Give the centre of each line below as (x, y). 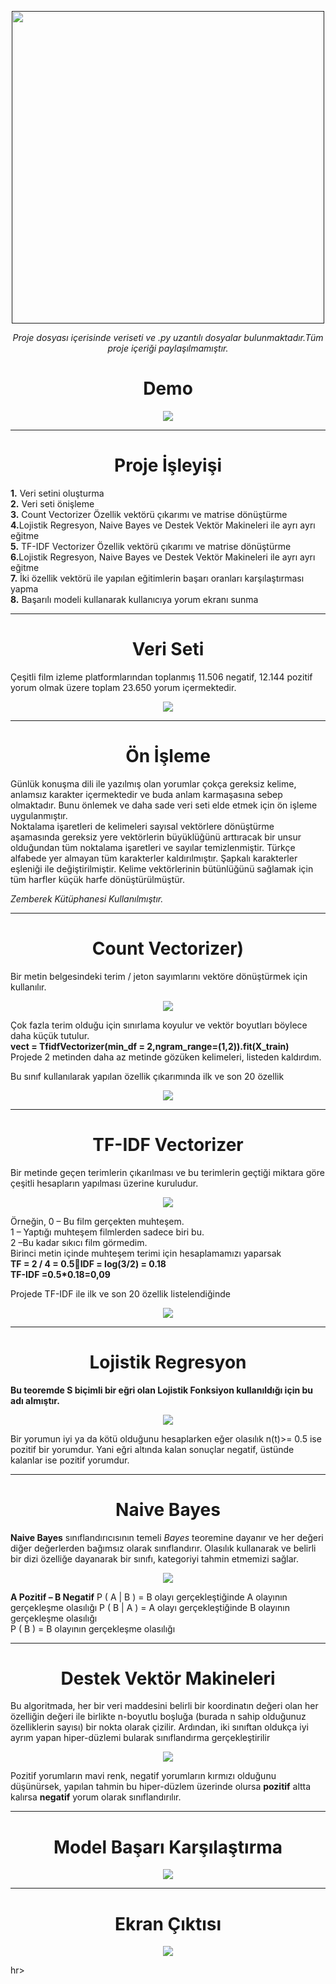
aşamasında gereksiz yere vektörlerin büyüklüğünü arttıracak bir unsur (156, 837)
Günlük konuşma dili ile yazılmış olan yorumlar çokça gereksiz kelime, (153, 783)
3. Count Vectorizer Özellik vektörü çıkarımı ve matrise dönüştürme (149, 514)
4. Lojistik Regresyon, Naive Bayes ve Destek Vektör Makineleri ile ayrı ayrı (163, 525)
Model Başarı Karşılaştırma (168, 1847)
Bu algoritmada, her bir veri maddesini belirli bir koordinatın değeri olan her (164, 1706)
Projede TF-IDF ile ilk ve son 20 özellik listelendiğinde (120, 1293)
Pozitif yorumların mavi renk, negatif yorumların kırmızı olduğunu (143, 1776)
